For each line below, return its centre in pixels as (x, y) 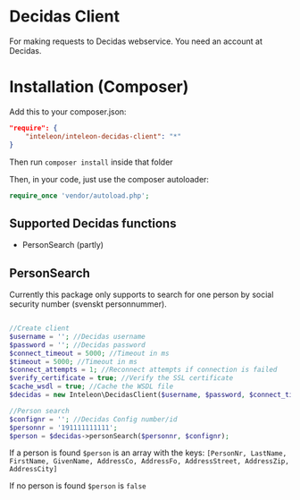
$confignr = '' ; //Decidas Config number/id (93, 419)
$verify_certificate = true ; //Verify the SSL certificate (121, 378)
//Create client (39, 328)
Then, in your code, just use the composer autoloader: (109, 179)
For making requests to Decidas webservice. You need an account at (136, 41)
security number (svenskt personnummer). (88, 304)
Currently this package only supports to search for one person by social (142, 294)
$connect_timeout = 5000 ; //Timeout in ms (89, 353)
